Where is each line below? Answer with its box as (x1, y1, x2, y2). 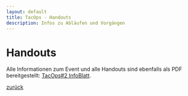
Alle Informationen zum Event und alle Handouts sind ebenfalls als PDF (6, 65, 183, 73)
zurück (6, 83, 24, 91)
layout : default (6, 8, 47, 15)
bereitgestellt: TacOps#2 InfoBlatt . (6, 72, 92, 79)
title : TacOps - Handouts (6, 14, 71, 20)
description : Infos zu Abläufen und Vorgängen (6, 20, 125, 26)
